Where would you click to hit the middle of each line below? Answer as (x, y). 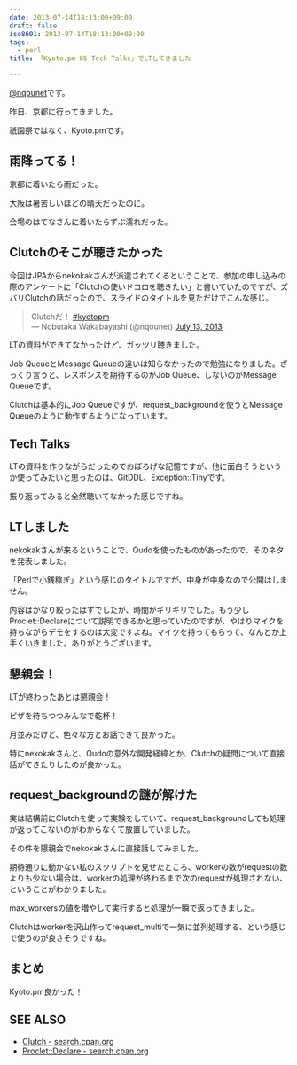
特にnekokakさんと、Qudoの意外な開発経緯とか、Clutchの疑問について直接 (147, 754)
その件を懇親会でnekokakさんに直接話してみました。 (106, 848)
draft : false (33, 26)
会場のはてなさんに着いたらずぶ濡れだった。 (91, 222)
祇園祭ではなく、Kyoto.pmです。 (69, 130)
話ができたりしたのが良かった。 (67, 764)
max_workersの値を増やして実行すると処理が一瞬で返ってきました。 (134, 908)
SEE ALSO (38, 1020)
